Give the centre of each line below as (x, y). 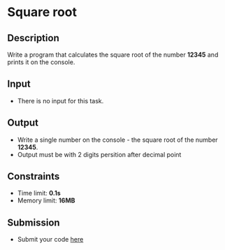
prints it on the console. (41, 62)
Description (33, 38)
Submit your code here (50, 240)
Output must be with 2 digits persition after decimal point (99, 154)
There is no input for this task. (60, 101)
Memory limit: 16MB (46, 200)
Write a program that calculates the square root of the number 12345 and (113, 54)
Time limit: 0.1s (39, 193)
